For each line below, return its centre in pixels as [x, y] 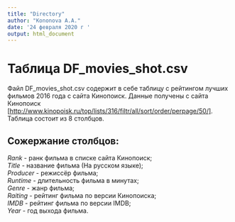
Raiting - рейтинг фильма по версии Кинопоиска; [82, 195]
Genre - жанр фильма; [41, 188]
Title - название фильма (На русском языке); [75, 165]
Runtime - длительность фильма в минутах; [73, 181]
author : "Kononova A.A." [44, 21]
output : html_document [41, 34]
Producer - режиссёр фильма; [53, 173]
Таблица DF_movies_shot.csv [98, 69]
